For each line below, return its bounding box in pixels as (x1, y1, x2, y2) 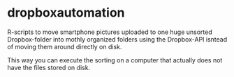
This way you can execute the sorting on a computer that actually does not (7, 55, 223, 64)
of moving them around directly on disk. (7, 42, 122, 51)
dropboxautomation (7, 5, 125, 21)
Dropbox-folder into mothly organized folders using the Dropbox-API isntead (7, 35, 228, 43)
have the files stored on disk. (7, 63, 91, 71)
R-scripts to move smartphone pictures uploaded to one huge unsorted (7, 28, 213, 36)
